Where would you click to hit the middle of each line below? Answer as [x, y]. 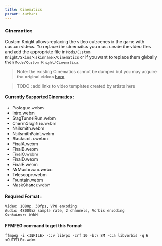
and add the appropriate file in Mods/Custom [48, 52]
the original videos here [40, 77]
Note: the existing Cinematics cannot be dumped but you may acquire [87, 71]
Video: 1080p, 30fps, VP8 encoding [41, 206]
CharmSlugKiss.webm [34, 123]
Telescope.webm [29, 175]
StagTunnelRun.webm [34, 118]
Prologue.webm [28, 108]
